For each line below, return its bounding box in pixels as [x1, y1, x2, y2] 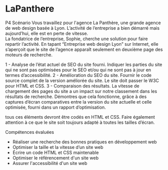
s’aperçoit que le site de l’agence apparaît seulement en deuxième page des [5, 46, 163, 52]
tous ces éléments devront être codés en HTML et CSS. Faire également [5, 114, 155, 120]
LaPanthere [5, 3, 54, 15]
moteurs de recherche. [5, 51, 53, 58]
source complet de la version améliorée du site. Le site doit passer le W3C [5, 77, 159, 83]
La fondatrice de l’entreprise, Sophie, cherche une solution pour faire [5, 36, 148, 42]
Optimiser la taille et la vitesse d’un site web [12, 144, 104, 150]
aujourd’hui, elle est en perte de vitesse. [5, 30, 89, 36]
